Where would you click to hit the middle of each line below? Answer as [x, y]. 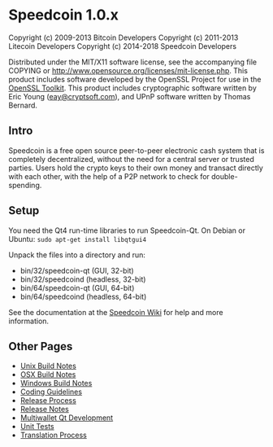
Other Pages [41, 346]
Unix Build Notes [48, 366]
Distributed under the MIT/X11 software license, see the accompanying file [133, 62]
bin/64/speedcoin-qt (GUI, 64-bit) [77, 287]
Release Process [48, 401]
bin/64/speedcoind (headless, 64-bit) [83, 296]
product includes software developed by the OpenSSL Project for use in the [135, 79]
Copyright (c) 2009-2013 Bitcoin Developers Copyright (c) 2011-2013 [123, 37]
